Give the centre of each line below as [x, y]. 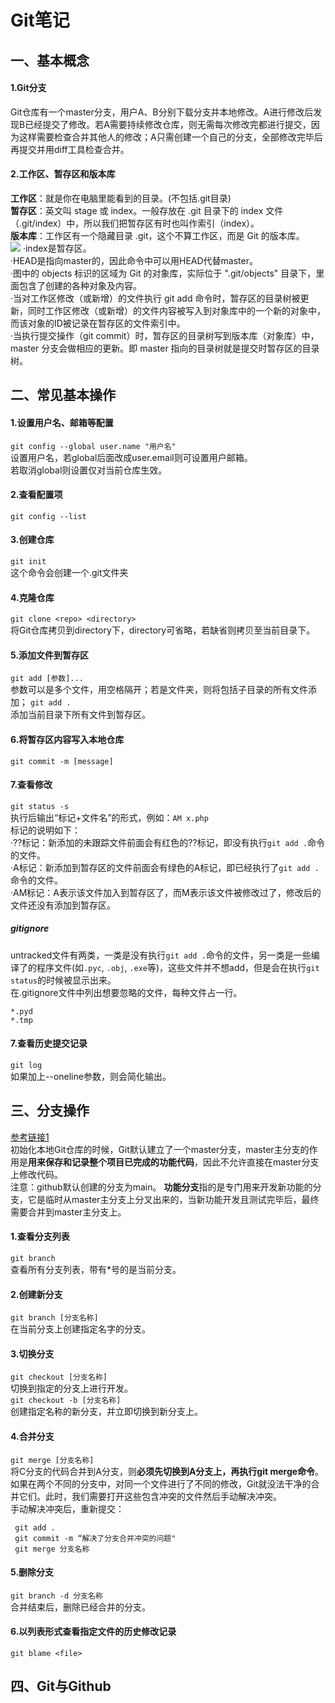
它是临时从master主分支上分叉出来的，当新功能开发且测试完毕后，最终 [173, 1199]
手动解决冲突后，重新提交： [67, 1508]
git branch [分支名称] [54, 1318]
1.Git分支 [28, 88]
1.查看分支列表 [40, 1237]
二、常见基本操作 [63, 395]
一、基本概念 [50, 60]
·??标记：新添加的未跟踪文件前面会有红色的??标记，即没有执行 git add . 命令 [168, 842]
